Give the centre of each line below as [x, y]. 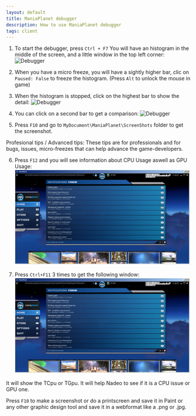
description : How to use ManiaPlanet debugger [64, 25]
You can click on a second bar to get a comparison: [77, 114]
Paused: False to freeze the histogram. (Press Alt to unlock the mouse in [102, 79]
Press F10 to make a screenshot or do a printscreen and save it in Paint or [94, 400]
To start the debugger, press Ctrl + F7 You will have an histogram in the [102, 48]
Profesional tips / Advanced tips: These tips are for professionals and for [94, 143]
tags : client [22, 31]
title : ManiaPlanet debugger [42, 18]
